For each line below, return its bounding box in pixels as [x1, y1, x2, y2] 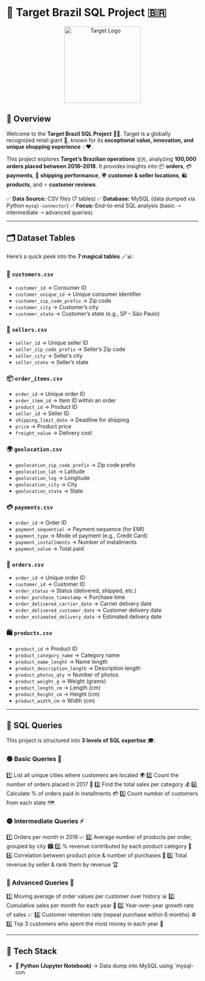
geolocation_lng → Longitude [15, 474, 90, 482]
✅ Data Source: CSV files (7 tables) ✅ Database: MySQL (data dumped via [6, 195, 195, 202]
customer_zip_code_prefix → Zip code [15, 296, 112, 304]
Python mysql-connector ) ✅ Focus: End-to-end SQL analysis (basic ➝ [6, 202, 181, 209]
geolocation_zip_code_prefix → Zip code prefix [15, 461, 136, 468]
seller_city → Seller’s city [15, 352, 83, 359]
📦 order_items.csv [6, 374, 63, 383]
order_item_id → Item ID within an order [15, 397, 117, 404]
